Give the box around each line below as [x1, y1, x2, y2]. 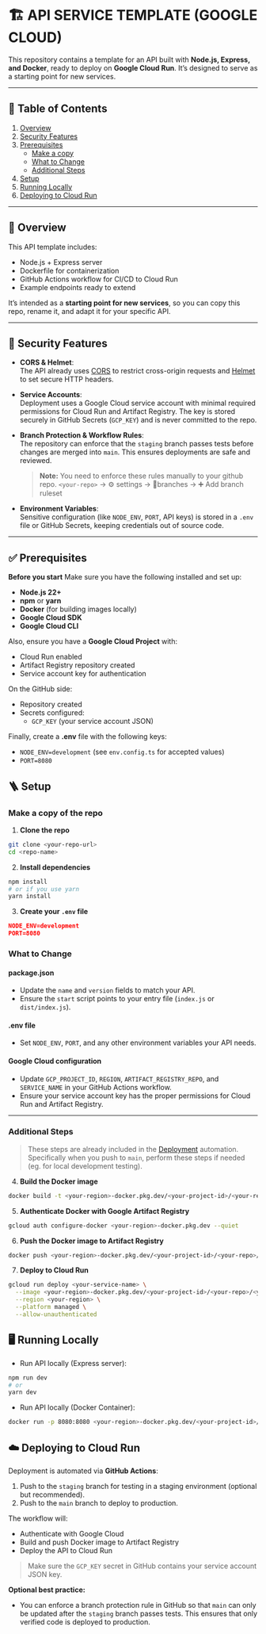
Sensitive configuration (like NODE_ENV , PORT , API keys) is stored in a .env [19, 512, 254, 522]
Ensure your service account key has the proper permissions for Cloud [19, 1091, 251, 1100]
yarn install [8, 893, 51, 901]
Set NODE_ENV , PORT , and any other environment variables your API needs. [19, 1038, 256, 1047]
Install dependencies [19, 862, 91, 872]
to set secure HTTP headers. [19, 374, 114, 385]
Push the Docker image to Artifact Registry [19, 1236, 164, 1246]
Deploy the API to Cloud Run [19, 1545, 113, 1555]
